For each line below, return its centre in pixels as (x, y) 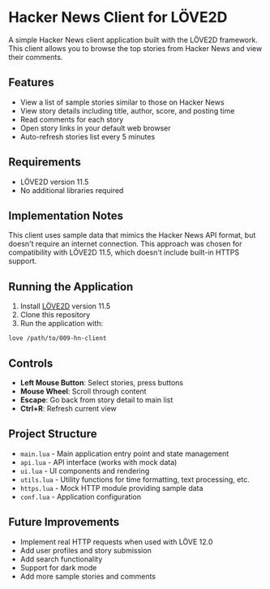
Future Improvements (64, 522)
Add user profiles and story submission (86, 550)
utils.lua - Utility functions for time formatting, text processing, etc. (135, 479)
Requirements (45, 162)
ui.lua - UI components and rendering (85, 471)
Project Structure (53, 434)
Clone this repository (55, 315)
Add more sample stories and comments (88, 576)
